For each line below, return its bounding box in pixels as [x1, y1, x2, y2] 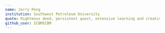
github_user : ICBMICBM [5, 20, 52, 26]
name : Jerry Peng [5, 7, 41, 12]
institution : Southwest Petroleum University [5, 12, 100, 16]
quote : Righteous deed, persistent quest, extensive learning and [5, 16, 144, 21]
